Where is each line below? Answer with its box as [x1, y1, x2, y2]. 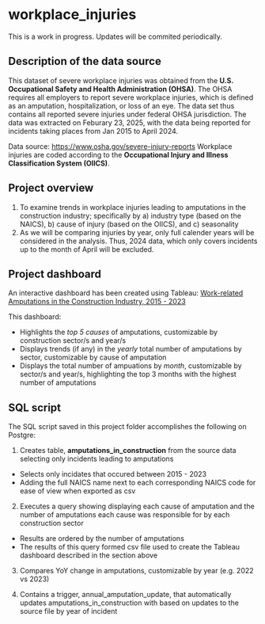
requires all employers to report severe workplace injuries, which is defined [8, 93, 254, 102]
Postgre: [8, 430, 36, 440]
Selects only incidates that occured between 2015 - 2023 [19, 470, 207, 479]
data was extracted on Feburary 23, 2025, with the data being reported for [8, 117, 252, 127]
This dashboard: [8, 312, 62, 322]
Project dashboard [8, 267, 101, 280]
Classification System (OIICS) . [8, 158, 110, 168]
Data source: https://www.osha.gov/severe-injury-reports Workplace [8, 141, 233, 151]
